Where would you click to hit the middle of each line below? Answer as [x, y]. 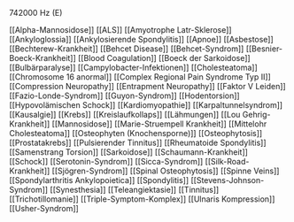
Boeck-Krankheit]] [43, 58]
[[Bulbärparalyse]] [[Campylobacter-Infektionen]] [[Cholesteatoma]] [134, 67]
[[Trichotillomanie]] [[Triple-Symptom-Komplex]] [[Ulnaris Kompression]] [142, 199]
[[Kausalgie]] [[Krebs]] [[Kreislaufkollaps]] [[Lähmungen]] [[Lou [125, 115]
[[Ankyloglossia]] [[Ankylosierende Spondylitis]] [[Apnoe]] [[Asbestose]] [142, 39]
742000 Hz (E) [36, 13]
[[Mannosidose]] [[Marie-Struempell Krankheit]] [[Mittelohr [159, 124]
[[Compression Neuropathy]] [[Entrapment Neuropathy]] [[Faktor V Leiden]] [147, 86]
